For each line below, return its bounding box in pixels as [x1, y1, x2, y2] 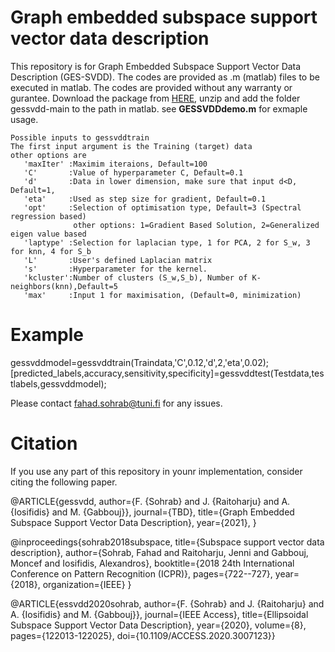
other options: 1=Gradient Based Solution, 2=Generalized [73, 220, 320, 230]
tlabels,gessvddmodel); [10, 377, 107, 390]
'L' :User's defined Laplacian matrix [23, 255, 213, 265]
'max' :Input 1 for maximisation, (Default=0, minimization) [23, 290, 302, 300]
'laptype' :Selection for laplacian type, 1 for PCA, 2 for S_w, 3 [23, 237, 311, 248]
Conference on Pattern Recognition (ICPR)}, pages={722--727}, [10, 567, 273, 580]
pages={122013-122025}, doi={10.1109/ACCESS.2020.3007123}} [10, 629, 276, 641]
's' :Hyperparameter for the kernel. [23, 264, 208, 274]
